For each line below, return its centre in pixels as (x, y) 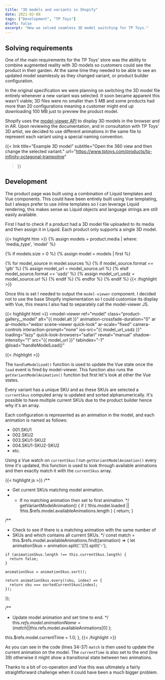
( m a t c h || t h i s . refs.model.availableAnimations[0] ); (62, 628)
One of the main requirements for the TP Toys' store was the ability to (76, 60)
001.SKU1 (22, 429)
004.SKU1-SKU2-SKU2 (36, 445)
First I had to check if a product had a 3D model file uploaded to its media (80, 224)
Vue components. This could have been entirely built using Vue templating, (81, 199)
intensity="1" (18, 340)
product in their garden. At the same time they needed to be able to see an (81, 70)
